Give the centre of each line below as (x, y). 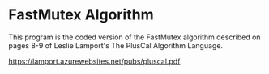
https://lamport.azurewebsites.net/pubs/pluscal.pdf (94, 61)
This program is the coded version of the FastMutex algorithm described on (134, 37)
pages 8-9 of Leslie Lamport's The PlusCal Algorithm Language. (116, 45)
